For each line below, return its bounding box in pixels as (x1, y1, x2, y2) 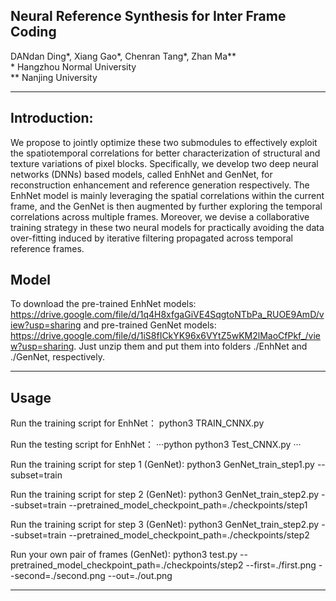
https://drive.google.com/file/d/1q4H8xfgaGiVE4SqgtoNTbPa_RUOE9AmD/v (10, 309, 325, 321)
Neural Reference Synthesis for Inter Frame (10, 8, 287, 25)
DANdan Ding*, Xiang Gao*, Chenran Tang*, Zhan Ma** (10, 50, 237, 62)
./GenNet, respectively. (10, 351, 106, 363)
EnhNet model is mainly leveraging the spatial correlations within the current (10, 189, 325, 201)
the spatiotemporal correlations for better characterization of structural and (10, 147, 321, 159)
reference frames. (10, 242, 85, 254)
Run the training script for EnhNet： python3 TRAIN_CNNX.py (10, 417, 265, 429)
